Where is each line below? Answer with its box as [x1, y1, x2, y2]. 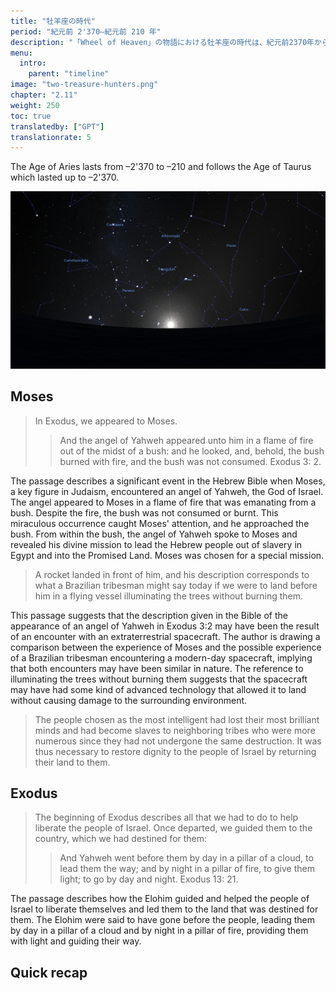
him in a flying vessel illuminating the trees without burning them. [34, 590, 304, 602]
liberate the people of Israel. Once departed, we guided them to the [34, 822, 313, 834]
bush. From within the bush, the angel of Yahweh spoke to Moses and [10, 528, 298, 540]
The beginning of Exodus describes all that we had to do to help [34, 811, 299, 824]
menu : [10, 48, 33, 58]
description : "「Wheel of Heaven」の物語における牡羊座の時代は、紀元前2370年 [10, 37, 315, 47]
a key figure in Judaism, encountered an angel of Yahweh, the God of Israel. [10, 485, 324, 497]
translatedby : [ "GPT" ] [10, 121, 105, 132]
